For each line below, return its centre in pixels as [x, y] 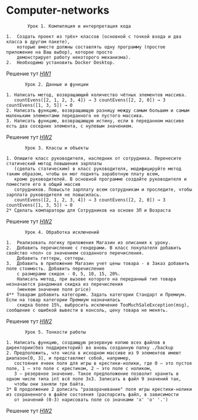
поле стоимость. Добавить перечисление [55, 269]
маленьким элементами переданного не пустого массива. [75, 116]
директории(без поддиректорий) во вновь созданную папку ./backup [90, 348]
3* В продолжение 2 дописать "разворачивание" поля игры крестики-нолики [99, 389]
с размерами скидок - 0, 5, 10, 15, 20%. [68, 274]
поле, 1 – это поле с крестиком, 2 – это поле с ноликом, [79, 368]
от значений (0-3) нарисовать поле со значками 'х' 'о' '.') [91, 400]
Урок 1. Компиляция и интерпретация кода [79, 26]
